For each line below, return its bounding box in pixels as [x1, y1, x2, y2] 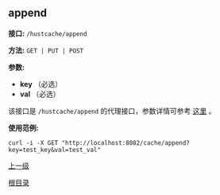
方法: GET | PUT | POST [8, 45, 84, 55]
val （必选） [19, 89, 60, 99]
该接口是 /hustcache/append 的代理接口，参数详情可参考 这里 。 [8, 106, 216, 115]
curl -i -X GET [8, 138, 59, 146]
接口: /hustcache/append [8, 28, 87, 38]
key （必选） [19, 79, 63, 88]
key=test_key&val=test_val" [8, 146, 102, 154]
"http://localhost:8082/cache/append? [61, 138, 191, 146]
